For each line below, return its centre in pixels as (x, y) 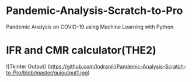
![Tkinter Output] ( (28, 66)
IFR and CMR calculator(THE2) (81, 50)
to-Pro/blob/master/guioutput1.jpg (47, 72)
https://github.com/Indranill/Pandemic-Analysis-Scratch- (118, 66)
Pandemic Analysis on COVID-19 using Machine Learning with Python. (90, 27)
